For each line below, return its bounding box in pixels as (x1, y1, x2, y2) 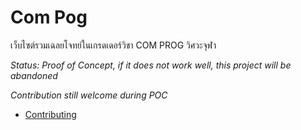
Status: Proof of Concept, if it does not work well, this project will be (10, 59, 292, 71)
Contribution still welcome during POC (10, 89, 168, 101)
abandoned (10, 69, 58, 81)
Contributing (24, 108, 77, 120)
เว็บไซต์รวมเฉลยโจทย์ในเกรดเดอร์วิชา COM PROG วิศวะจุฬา (10, 39, 217, 51)
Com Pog (10, 6, 88, 29)
